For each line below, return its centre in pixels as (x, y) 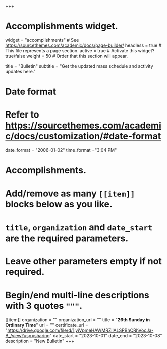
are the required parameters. (67, 238)
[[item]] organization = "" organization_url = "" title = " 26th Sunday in (78, 319)
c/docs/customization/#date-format (83, 136)
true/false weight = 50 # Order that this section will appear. (67, 56)
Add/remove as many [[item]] (70, 193)
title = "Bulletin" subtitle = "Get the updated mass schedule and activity (79, 66)
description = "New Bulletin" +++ (40, 341)
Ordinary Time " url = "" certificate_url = (47, 325)
